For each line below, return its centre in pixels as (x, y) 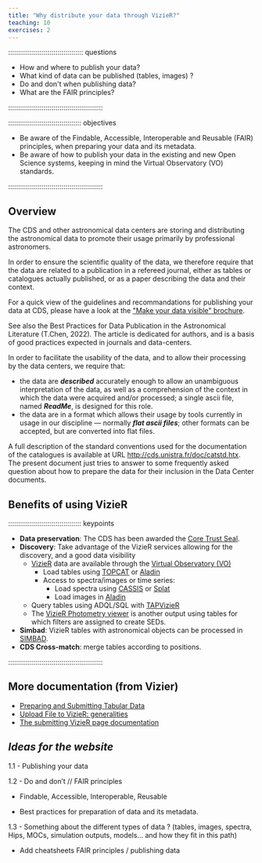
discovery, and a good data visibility (77, 555)
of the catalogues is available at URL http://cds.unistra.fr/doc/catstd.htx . (124, 455)
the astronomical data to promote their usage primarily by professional (122, 239)
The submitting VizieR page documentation (89, 722)
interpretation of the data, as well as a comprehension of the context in (134, 390)
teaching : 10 (29, 23)
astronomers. (30, 247)
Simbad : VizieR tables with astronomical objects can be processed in (131, 630)
